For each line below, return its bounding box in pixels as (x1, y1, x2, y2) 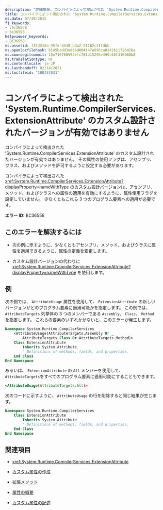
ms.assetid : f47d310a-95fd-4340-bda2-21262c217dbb (5, 43, 110, 48)
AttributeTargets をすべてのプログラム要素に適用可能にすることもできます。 (5, 374, 158, 379)
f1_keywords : (5, 20, 32, 26)
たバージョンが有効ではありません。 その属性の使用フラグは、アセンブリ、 (5, 156, 154, 162)
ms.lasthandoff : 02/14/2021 (5, 66, 62, 71)
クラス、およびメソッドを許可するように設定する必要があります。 (5, 162, 137, 168)
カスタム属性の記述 (12, 500, 51, 506)
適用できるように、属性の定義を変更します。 (20, 248, 110, 254)
